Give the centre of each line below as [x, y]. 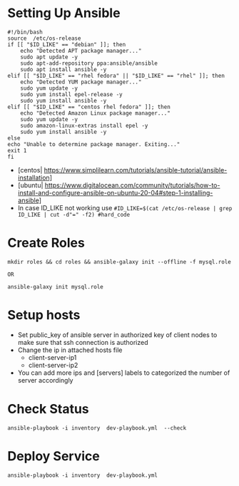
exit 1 [17, 150]
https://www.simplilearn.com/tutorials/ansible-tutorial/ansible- [136, 170]
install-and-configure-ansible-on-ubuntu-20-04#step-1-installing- [115, 192]
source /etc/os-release [44, 38]
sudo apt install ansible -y [63, 69]
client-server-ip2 [53, 365]
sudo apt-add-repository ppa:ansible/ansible [89, 63]
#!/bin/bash [25, 32]
